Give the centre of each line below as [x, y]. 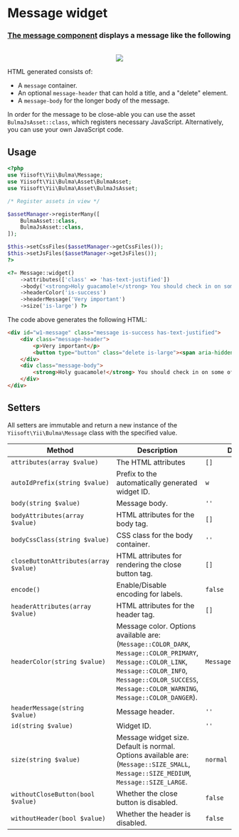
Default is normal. [146, 746]
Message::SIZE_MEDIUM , [154, 773]
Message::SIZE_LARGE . [152, 781]
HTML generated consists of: [50, 72]
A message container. [47, 85]
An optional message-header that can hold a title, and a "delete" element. [123, 93]
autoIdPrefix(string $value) [60, 483]
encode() [26, 589]
